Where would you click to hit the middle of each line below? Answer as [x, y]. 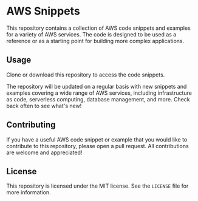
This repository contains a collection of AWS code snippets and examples [99, 28]
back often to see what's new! [44, 106]
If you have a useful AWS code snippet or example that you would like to [97, 139]
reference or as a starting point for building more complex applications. [95, 41]
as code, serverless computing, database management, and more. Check [98, 99]
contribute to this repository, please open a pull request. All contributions [98, 146]
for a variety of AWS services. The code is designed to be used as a [91, 34]
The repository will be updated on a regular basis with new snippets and [97, 86]
